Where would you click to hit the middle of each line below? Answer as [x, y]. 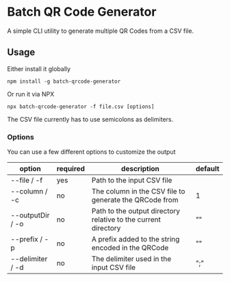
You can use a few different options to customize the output [91, 152]
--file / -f [27, 180]
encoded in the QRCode [130, 248]
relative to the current [126, 219]
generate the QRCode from [135, 200]
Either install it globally [39, 68]
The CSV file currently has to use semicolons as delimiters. [90, 119]
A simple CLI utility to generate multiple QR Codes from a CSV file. [100, 31]
